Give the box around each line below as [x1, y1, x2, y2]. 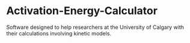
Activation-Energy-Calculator [6, 4, 158, 18]
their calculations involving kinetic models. [6, 29, 112, 37]
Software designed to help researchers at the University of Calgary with [6, 24, 185, 31]
